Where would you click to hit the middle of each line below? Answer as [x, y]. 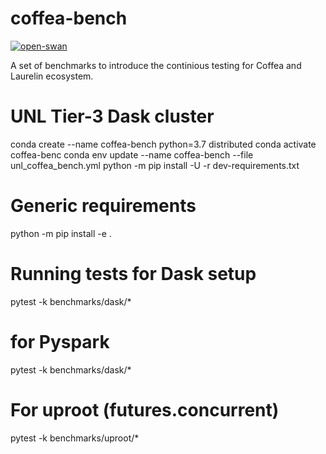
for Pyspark [60, 341]
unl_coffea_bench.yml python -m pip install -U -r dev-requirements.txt [155, 165]
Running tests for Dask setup [133, 274]
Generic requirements [103, 206]
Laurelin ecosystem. [52, 76]
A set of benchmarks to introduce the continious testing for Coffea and [156, 65]
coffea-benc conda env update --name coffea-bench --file [132, 154]
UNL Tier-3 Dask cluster [112, 116]
